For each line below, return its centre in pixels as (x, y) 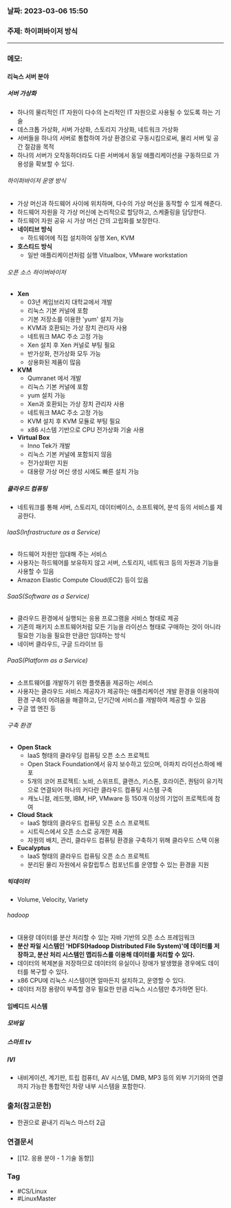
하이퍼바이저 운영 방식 (37, 181)
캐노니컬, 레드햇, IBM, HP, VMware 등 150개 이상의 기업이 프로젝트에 (120, 798)
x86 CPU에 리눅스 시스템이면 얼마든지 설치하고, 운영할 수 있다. (101, 981)
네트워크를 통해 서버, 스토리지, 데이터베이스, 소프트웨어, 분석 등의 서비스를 (116, 507)
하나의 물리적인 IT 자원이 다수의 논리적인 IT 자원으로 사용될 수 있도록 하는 (115, 112)
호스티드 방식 (35, 246)
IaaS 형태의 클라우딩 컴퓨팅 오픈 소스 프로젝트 (88, 755)
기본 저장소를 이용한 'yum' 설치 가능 (76, 319)
